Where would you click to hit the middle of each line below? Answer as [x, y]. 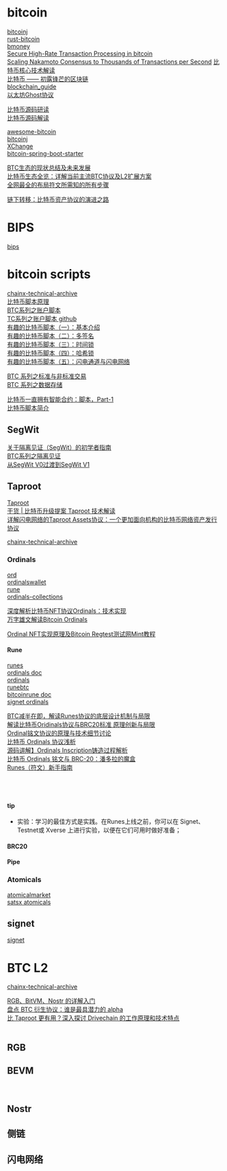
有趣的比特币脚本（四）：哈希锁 [51, 353]
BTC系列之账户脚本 [34, 310]
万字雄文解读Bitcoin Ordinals [47, 619]
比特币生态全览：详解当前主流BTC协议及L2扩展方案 [79, 176]
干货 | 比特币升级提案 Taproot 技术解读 [62, 511]
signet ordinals [28, 702]
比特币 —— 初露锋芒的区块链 [48, 79]
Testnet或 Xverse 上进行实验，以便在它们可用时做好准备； [99, 830]
